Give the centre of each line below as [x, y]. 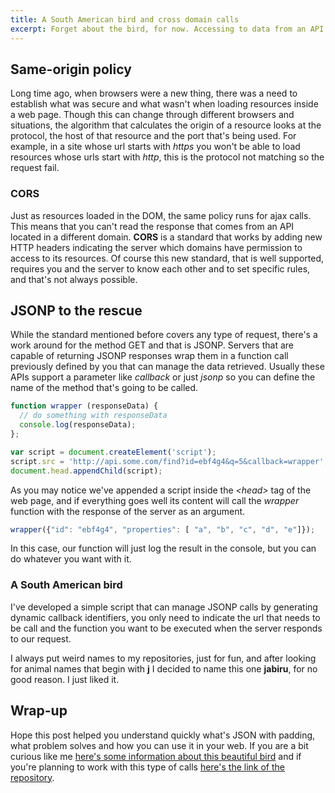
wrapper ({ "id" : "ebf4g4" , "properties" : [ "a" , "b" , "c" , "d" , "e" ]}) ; [163, 529]
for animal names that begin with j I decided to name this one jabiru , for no [164, 668]
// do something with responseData [93, 416]
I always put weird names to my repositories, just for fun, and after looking [163, 658]
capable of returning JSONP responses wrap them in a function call [149, 356]
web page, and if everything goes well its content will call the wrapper [155, 500]
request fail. [35, 168]
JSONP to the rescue [76, 310]
